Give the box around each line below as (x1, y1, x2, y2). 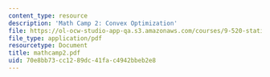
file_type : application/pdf (8, 34, 103, 43)
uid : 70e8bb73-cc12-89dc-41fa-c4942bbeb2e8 (8, 57, 157, 65)
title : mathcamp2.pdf (8, 49, 81, 57)
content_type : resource (8, 11, 88, 20)
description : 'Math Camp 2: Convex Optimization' (8, 19, 178, 27)
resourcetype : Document (8, 42, 88, 50)
